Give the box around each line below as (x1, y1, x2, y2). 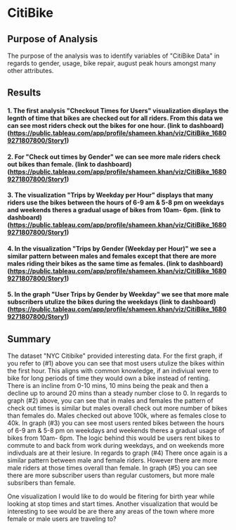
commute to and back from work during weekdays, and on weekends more (7, 441, 225, 450)
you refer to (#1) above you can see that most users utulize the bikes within (7, 359, 225, 368)
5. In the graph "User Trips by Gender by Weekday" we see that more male (7, 290, 229, 299)
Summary (7, 332, 51, 345)
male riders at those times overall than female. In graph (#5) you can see (7, 464, 218, 472)
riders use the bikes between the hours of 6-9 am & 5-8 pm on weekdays (7, 198, 225, 207)
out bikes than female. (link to (7, 160, 96, 168)
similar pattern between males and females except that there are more (7, 252, 216, 260)
